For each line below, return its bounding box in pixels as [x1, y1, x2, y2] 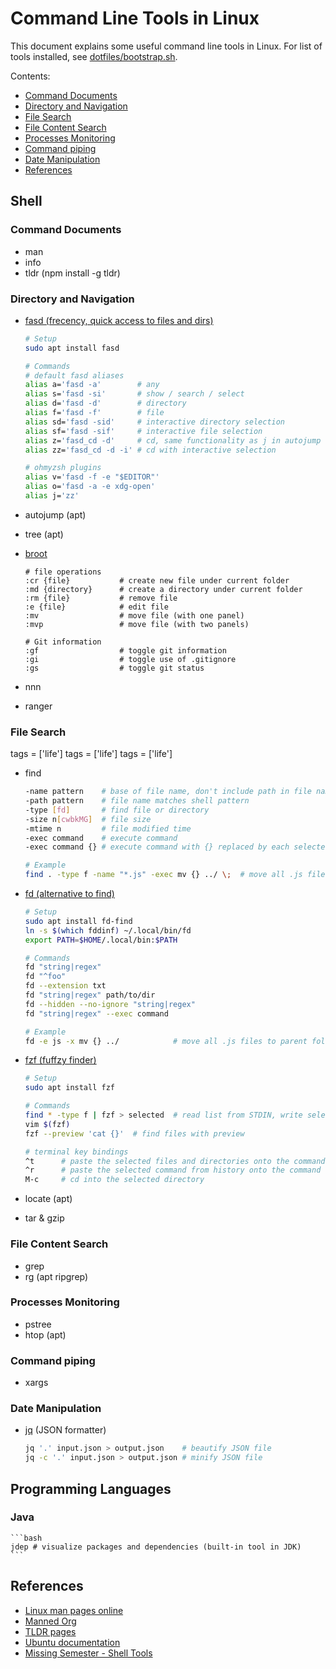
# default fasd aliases [24, 370, 125, 381]
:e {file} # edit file [24, 602, 169, 612]
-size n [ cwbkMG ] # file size [24, 814, 152, 824]
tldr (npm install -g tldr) [24, 267, 121, 279]
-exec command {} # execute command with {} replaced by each [24, 842, 290, 852]
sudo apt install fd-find [24, 916, 133, 926]
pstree [24, 1318, 52, 1330]
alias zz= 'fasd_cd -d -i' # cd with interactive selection [24, 445, 277, 455]
